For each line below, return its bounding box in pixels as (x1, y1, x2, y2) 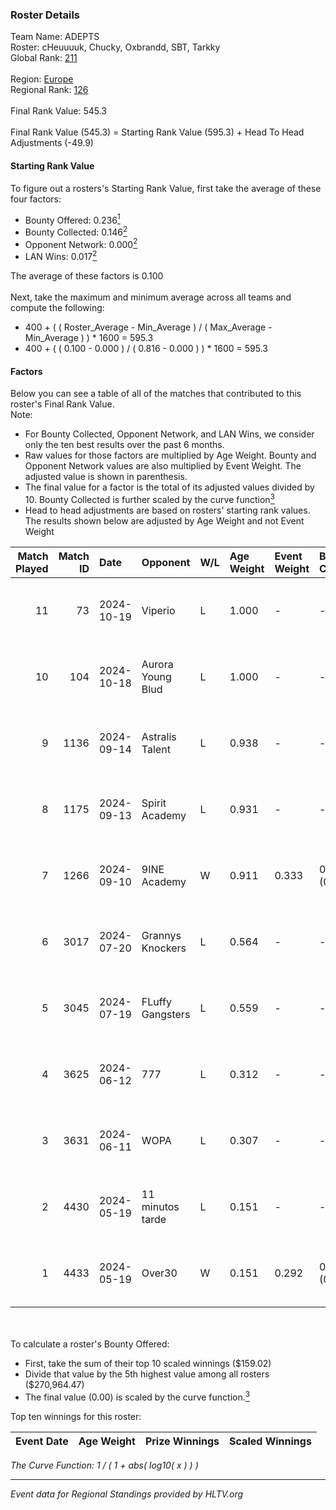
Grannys (141, 928, 182, 942)
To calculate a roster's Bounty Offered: (10, 1338, 170, 1350)
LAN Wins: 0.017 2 (24, 249, 98, 263)
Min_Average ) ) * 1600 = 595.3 (24, 332, 154, 344)
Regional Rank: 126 (10, 84, 89, 96)
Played (15, 561, 49, 575)
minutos (141, 1199, 180, 1213)
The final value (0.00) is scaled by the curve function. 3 (24, 1389, 250, 1403)
